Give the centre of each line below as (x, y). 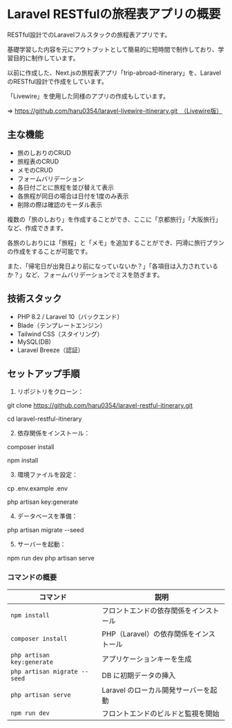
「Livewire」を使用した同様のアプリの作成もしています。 (88, 96)
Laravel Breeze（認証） (50, 349)
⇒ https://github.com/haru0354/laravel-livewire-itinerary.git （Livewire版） (115, 111)
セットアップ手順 (43, 373)
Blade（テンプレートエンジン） (61, 325)
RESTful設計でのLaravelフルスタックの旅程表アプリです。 (89, 35)
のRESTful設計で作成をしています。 (58, 81)
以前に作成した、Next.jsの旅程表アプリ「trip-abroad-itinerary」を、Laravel (114, 73)
